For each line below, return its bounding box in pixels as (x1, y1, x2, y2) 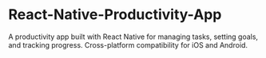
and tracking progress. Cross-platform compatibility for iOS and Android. (8, 40, 248, 49)
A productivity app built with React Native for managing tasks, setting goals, (8, 32, 258, 41)
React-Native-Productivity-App (8, 6, 222, 24)
